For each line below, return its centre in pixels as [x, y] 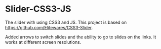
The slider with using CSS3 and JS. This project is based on [66, 22]
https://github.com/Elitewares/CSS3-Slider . [49, 27]
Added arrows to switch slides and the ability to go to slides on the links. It [81, 37]
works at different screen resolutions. [43, 42]
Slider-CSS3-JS [38, 9]
